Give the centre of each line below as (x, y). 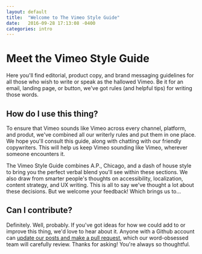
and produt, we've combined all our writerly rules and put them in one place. (101, 135)
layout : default (27, 12)
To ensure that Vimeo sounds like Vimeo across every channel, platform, (96, 128)
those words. (23, 95)
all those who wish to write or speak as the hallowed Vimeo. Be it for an (95, 82)
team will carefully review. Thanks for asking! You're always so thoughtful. (98, 244)
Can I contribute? (39, 210)
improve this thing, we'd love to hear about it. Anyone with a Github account (100, 231)
